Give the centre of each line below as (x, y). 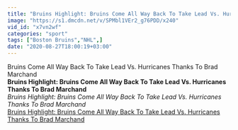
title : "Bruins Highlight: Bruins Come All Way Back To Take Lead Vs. (114, 14)
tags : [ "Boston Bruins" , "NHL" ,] (55, 40)
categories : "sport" (38, 34)
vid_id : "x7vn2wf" (34, 27)
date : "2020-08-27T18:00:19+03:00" (60, 47)
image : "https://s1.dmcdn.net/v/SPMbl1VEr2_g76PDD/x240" (93, 20)
